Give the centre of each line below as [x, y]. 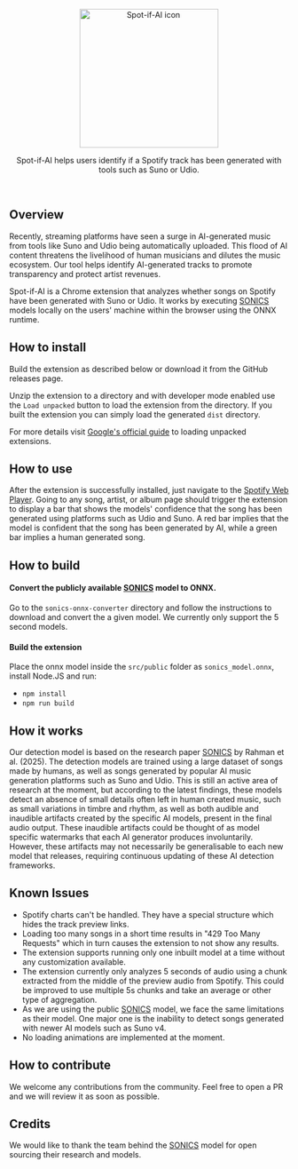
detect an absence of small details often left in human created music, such [145, 799]
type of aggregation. [59, 999]
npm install [44, 694]
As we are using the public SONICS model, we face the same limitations [153, 1009]
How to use [41, 469]
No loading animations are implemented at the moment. [123, 1037]
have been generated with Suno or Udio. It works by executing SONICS [139, 300]
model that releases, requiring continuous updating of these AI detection [142, 856]
